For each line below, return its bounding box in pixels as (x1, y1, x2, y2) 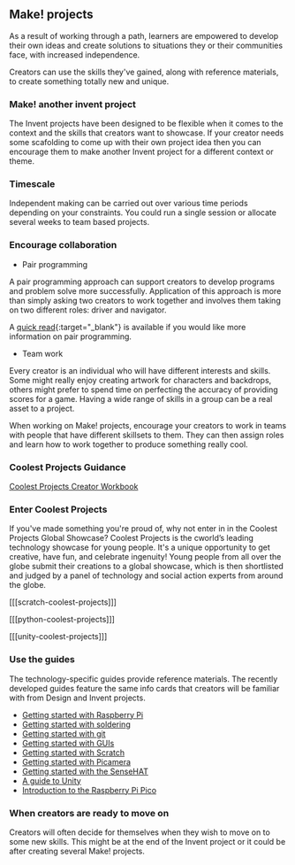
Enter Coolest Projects (9, 503, 108, 515)
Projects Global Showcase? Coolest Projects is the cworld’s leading (9, 533, 253, 544)
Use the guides (9, 653, 75, 666)
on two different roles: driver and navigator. (9, 305, 167, 315)
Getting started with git (21, 728, 106, 738)
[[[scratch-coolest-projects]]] (9, 597, 117, 607)
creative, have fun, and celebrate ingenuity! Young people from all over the (9, 552, 282, 562)
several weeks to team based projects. (9, 217, 150, 228)
